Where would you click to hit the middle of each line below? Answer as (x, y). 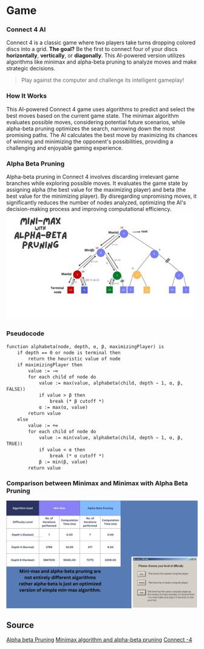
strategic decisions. (31, 69)
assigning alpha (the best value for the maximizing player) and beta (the (96, 190)
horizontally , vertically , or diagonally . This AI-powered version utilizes (96, 56)
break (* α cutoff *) (77, 456)
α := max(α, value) (63, 407)
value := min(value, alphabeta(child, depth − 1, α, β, (111, 437)
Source (20, 625)
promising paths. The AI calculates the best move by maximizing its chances (102, 135)
